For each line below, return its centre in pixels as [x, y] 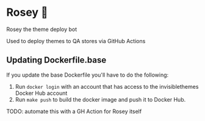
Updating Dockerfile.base [56, 60]
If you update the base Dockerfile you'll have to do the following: [88, 75]
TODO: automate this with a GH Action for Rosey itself [74, 111]
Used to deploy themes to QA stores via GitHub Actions [76, 41]
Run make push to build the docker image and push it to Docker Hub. [100, 99]
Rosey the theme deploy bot [42, 29]
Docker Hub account [41, 93]
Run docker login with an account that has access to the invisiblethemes [107, 86]
